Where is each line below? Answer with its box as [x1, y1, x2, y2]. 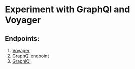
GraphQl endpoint [12, 53, 49, 59]
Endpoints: [5, 34, 40, 43]
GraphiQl [12, 58, 31, 64]
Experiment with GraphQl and [5, 4, 130, 15]
